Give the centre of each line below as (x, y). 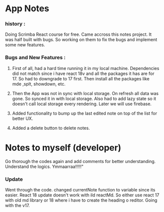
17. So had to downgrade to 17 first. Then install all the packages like (81, 78)
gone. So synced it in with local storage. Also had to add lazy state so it (84, 98)
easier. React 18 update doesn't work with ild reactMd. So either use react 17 (82, 195)
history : (15, 24)
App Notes (27, 9)
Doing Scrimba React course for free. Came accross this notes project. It (78, 34)
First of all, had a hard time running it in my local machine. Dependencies (86, 68)
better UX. (23, 118)
